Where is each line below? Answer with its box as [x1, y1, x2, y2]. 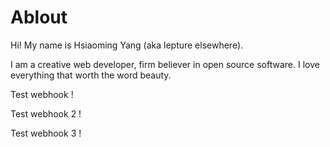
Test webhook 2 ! [10, 107, 82, 120]
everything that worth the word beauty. [10, 69, 172, 81]
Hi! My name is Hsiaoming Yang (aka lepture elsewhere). [10, 39, 244, 51]
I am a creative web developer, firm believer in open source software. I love [10, 58, 320, 70]
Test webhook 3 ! [10, 127, 82, 139]
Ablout [10, 6, 68, 29]
